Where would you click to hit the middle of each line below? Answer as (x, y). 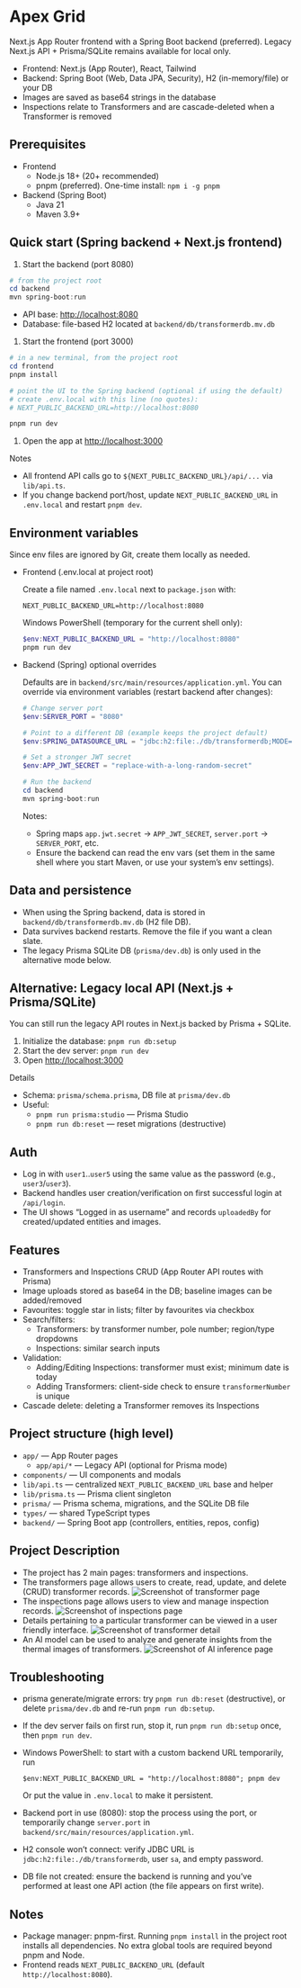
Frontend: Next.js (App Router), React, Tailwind (109, 68)
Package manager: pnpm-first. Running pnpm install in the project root (155, 1936)
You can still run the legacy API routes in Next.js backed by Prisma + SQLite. (150, 1024)
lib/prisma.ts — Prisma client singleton (97, 1493)
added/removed (52, 1300)
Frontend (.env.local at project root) (88, 572)
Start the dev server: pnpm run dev (86, 1051)
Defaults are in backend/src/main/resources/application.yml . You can (152, 682)
